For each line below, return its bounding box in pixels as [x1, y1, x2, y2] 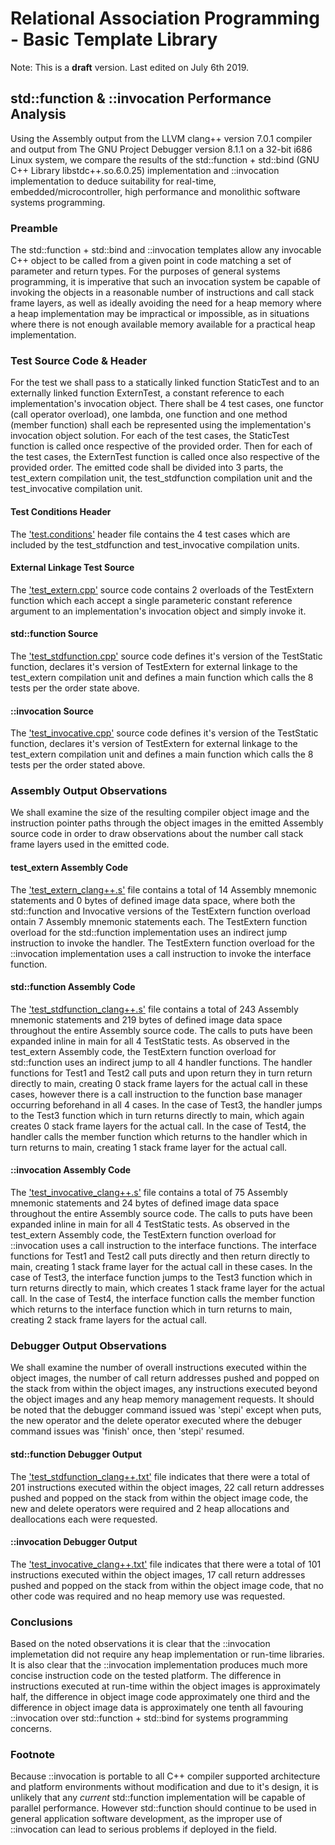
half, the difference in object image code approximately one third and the [10, 1691, 311, 1703]
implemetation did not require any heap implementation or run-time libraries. [10, 1648, 325, 1661]
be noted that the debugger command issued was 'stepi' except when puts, [10, 1404, 322, 1416]
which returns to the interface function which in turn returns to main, [10, 1303, 293, 1316]
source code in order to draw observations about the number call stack [10, 828, 304, 840]
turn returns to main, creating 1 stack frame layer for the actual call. [10, 1141, 288, 1153]
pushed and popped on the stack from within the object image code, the [10, 1492, 309, 1504]
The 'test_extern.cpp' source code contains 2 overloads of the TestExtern [10, 583, 315, 596]
